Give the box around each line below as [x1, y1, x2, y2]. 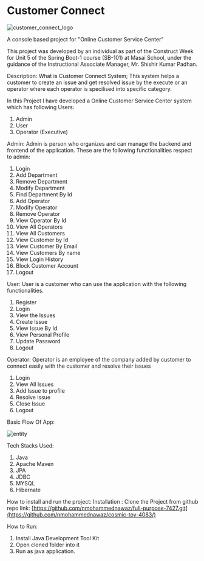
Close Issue [15, 400, 46, 407]
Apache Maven [15, 460, 54, 467]
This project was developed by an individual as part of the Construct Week [7, 47, 194, 55]
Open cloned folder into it [15, 541, 80, 548]
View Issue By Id [15, 324, 58, 332]
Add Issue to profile [15, 387, 66, 394]
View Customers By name [15, 249, 81, 256]
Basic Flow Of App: [7, 418, 55, 426]
